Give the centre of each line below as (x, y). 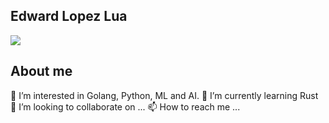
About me (41, 71)
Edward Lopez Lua (69, 16)
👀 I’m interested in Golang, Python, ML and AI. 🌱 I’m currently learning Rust (164, 95)
